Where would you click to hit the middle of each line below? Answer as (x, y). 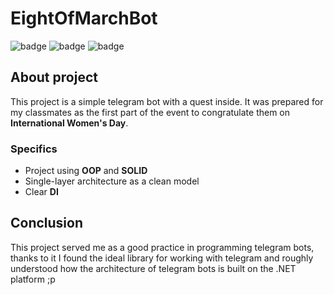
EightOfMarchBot (84, 18)
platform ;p (33, 279)
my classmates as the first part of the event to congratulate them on (150, 112)
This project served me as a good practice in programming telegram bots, (162, 247)
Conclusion (47, 223)
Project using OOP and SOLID (86, 171)
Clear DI (41, 192)
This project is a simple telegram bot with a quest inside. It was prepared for (167, 101)
